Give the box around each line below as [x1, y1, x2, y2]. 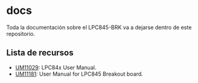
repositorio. [6, 30, 35, 37]
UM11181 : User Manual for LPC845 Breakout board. [15, 70, 143, 78]
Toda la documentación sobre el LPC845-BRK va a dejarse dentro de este [6, 24, 192, 31]
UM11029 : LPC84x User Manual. [15, 64, 97, 71]
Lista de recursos [6, 48, 74, 58]
